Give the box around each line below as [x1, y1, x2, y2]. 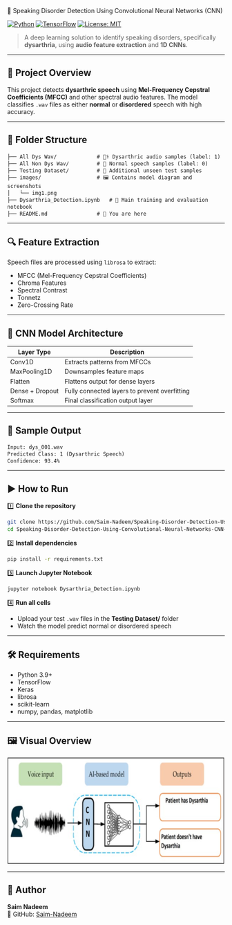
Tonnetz [17, 294, 41, 302]
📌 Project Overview [7, 67, 92, 79]
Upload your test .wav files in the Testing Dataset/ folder [17, 614, 179, 622]
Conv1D [10, 358, 34, 366]
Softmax [10, 396, 35, 404]
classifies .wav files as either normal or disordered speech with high [7, 100, 202, 109]
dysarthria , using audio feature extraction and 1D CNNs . [23, 41, 188, 48]
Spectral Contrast [17, 286, 68, 295]
